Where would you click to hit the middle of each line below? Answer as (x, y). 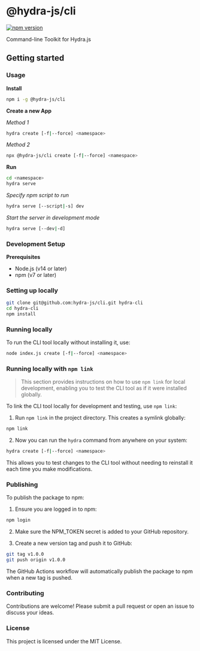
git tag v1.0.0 (25, 554)
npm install (21, 314)
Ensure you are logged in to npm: (56, 509)
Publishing (22, 485)
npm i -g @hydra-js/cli (36, 99)
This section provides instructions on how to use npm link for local (103, 382)
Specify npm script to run (38, 195)
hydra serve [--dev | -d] (36, 228)
